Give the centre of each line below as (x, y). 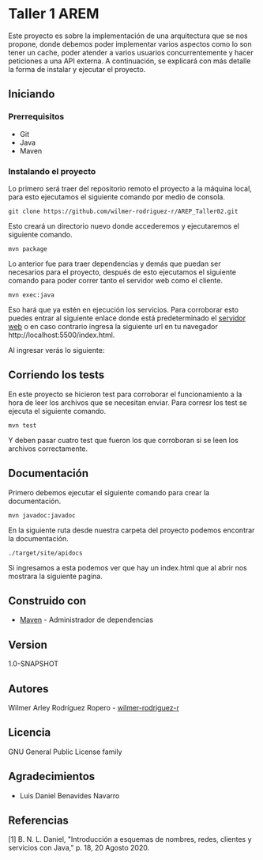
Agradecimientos (52, 777)
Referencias (39, 820)
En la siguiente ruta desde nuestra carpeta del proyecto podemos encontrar (131, 530)
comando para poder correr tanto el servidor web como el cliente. (116, 280)
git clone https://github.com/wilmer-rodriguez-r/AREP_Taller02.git (123, 211)
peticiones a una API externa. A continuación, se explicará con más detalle (130, 61)
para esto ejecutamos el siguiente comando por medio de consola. (116, 197)
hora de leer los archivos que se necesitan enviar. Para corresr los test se (128, 402)
